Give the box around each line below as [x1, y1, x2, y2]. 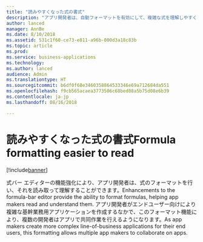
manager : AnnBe [6, 26, 45, 32]
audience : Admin [6, 71, 47, 77]
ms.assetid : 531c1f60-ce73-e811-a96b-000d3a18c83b [6, 37, 137, 43]
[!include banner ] [6, 166, 48, 173]
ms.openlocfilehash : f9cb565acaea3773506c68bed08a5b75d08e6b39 [6, 88, 170, 94]
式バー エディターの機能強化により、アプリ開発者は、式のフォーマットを [6, 179, 188, 186]
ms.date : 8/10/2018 [6, 32, 56, 38]
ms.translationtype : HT [6, 77, 67, 83]
